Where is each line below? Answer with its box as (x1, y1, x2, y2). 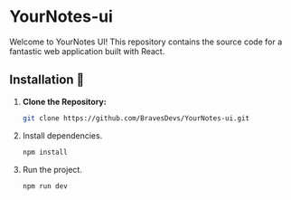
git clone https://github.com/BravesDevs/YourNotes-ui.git (22, 113, 250, 123)
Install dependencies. (22, 129, 103, 141)
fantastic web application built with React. (9, 45, 165, 56)
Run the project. (22, 164, 83, 175)
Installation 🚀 (9, 72, 85, 88)
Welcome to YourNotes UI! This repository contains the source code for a (9, 36, 283, 47)
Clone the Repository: (22, 96, 107, 107)
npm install (22, 148, 68, 157)
